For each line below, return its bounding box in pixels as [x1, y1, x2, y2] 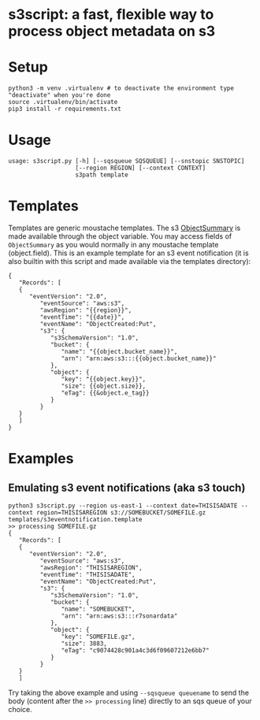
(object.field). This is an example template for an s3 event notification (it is [8, 248, 250, 258]
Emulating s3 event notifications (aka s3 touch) [8, 481, 246, 494]
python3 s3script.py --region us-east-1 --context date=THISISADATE [8, 502, 238, 510]
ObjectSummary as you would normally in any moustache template [8, 240, 219, 249]
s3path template [75, 171, 128, 179]
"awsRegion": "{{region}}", [39, 306, 132, 314]
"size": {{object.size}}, [61, 382, 147, 390]
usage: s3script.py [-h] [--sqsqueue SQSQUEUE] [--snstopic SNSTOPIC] [8, 158, 245, 165]
